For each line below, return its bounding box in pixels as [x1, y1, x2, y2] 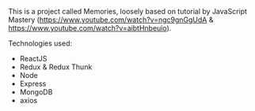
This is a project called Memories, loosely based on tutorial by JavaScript [8, 7, 248, 16]
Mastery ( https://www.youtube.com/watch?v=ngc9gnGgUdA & [8, 15, 214, 24]
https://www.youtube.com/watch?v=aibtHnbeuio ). [8, 24, 172, 32]
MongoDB [19, 87, 53, 97]
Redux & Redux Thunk [19, 62, 93, 72]
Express [19, 79, 47, 88]
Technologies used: [8, 39, 73, 48]
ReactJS [19, 54, 48, 63]
